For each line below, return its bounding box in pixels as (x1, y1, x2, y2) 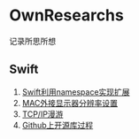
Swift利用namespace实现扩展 (21, 86, 130, 97)
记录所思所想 (9, 35, 56, 46)
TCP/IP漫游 (21, 108, 64, 120)
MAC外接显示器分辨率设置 (21, 97, 118, 108)
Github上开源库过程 (21, 120, 94, 130)
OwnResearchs (9, 5, 124, 26)
